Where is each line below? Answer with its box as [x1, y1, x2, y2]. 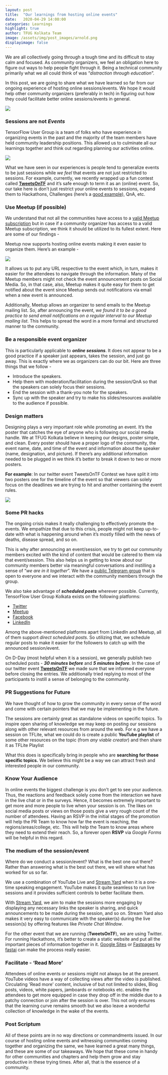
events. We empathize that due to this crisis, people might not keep [5, 526, 144, 532]
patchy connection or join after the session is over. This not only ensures [5, 997, 155, 1004]
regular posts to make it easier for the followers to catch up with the [5, 640, 145, 646]
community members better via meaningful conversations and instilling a [5, 562, 155, 569]
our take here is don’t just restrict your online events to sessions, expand [5, 186, 155, 192]
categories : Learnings [5, 21, 53, 27]
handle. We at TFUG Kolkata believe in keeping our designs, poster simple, [5, 434, 159, 440]
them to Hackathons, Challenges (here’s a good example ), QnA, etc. [5, 191, 145, 197]
